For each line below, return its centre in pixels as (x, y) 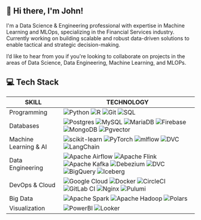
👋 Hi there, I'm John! (45, 11)
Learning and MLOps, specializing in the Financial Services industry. (90, 32)
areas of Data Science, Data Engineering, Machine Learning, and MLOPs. (96, 62)
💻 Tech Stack (33, 82)
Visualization (27, 208)
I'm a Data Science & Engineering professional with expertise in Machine (96, 25)
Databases (24, 125)
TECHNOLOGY (127, 102)
